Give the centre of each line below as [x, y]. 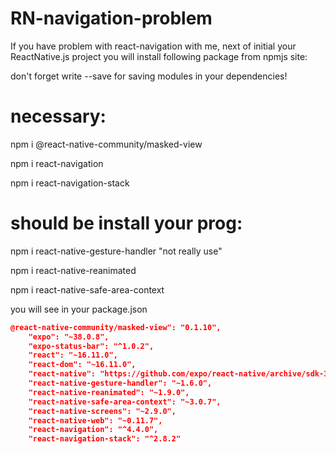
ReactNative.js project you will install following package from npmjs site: [159, 56]
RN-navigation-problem [111, 18]
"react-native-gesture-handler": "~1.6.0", [120, 383]
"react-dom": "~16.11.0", [82, 365]
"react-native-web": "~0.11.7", [95, 420]
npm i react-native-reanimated [73, 270]
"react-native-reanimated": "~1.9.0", [109, 392]
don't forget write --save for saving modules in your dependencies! [149, 76]
